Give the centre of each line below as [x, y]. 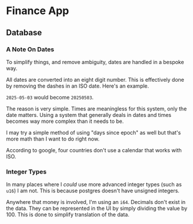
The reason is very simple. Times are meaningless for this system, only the [97, 108]
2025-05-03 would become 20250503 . [50, 97]
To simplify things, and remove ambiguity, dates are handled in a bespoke [95, 62]
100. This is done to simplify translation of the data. [68, 215]
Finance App [38, 11]
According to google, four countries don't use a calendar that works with [94, 150]
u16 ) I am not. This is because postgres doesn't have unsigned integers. [93, 191]
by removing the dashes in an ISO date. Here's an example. [78, 86]
